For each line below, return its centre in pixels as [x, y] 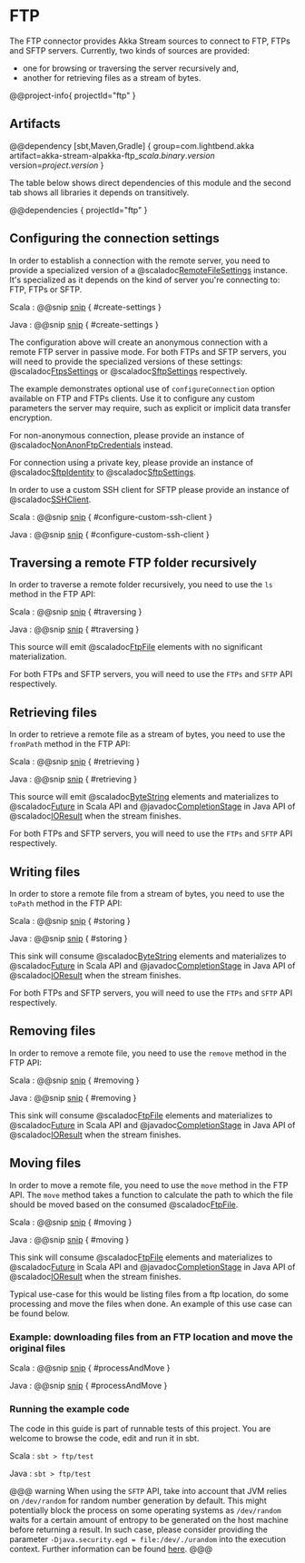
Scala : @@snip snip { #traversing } [76, 612]
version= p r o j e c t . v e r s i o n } [57, 165]
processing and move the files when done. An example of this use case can [151, 1303]
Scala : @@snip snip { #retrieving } [75, 762]
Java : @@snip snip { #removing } [73, 1097]
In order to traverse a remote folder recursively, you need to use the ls [141, 585]
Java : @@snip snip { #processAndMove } [89, 1385]
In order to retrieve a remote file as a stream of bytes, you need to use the [148, 734]
